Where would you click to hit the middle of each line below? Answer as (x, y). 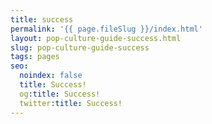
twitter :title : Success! (71, 103)
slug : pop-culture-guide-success (80, 47)
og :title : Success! (60, 94)
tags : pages (35, 57)
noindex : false (51, 76)
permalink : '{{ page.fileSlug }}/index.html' (106, 29)
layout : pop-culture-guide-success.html (96, 38)
